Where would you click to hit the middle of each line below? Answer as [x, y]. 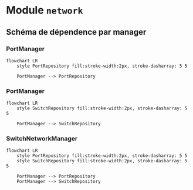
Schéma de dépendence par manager [76, 32]
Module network [45, 10]
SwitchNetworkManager [42, 139]
